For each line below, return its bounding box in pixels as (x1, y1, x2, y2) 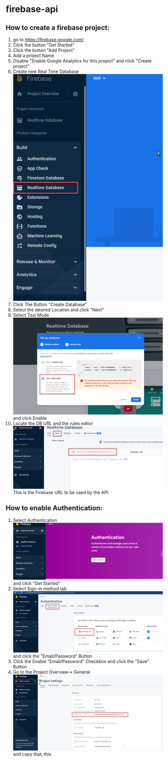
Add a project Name (12, 52, 54, 58)
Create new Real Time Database (12, 68, 79, 74)
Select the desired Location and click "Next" (12, 307, 104, 313)
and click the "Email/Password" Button (12, 653, 93, 659)
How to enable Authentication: (5, 504, 103, 513)
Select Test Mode (12, 312, 49, 318)
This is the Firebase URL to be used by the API (12, 489, 109, 495)
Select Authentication (12, 517, 57, 523)
